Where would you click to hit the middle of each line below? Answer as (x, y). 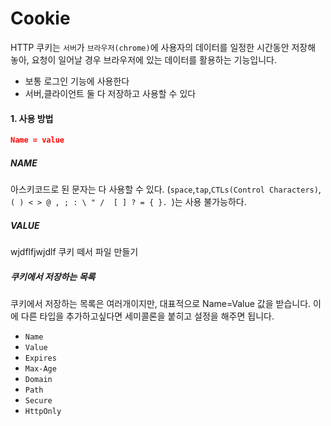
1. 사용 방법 (32, 118)
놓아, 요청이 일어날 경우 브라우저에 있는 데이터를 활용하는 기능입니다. (143, 59)
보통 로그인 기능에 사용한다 (77, 81)
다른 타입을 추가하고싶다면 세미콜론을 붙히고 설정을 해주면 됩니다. (147, 316)
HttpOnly (43, 411)
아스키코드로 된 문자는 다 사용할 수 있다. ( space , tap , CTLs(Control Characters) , (166, 189)
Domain (38, 379)
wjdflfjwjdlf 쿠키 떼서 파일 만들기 (74, 251)
